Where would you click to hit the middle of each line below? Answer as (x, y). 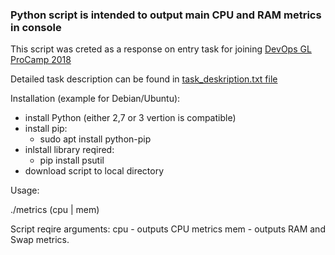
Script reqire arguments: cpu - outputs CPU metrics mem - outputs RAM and (168, 229)
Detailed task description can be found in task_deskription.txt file (144, 79)
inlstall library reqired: (69, 150)
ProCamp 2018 (41, 60)
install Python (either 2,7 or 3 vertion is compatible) (130, 118)
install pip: (46, 129)
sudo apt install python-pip (95, 139)
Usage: (25, 190)
